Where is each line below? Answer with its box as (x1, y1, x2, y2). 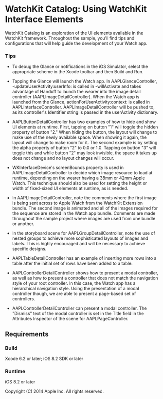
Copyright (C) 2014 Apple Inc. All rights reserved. (5, 388, 104, 394)
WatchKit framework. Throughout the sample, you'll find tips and (5, 35, 135, 41)
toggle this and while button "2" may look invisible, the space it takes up (12, 150, 157, 156)
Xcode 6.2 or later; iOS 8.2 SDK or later (5, 356, 84, 361)
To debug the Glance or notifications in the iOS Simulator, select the (12, 63, 148, 69)
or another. (12, 221, 35, 227)
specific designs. (12, 246, 47, 252)
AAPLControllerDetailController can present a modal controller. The (12, 305, 147, 311)
